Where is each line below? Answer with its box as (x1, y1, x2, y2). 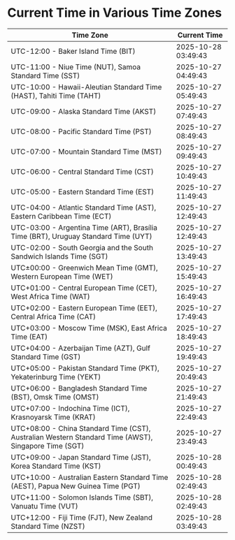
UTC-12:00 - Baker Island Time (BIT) (10, 46, 136, 56)
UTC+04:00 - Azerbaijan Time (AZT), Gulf (10, 343, 150, 353)
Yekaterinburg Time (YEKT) (10, 372, 101, 381)
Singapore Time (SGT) (10, 441, 85, 451)
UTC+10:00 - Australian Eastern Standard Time (10, 472, 169, 482)
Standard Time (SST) (10, 71, 80, 80)
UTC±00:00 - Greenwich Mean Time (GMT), (10, 263, 159, 272)
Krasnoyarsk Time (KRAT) (10, 412, 96, 422)
